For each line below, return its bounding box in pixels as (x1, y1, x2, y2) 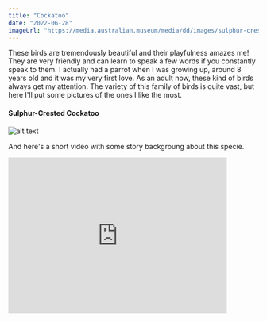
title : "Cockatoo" (8, 11, 69, 20)
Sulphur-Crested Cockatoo (8, 108, 99, 117)
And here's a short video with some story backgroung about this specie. (8, 141, 245, 151)
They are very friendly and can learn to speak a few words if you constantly (8, 56, 256, 66)
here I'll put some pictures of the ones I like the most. (8, 90, 183, 100)
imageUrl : (8, 26, 41, 34)
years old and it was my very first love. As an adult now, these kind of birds (8, 73, 254, 83)
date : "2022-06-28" (8, 19, 73, 27)
